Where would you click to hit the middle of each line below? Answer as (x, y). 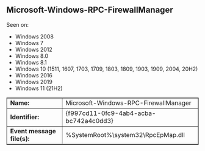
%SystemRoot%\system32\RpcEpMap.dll (125, 135)
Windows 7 (29, 43)
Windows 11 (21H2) (39, 88)
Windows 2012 (34, 49)
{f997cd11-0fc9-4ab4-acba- (111, 113)
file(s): (20, 138)
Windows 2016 (34, 75)
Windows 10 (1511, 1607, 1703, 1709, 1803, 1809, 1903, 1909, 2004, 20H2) (106, 69)
